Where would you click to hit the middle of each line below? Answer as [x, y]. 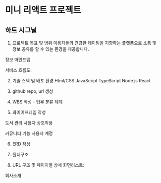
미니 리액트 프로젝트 [43, 10]
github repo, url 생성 [33, 91]
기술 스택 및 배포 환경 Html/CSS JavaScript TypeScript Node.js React [81, 81]
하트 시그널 [21, 30]
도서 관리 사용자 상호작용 [29, 123]
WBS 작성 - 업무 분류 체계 [37, 102]
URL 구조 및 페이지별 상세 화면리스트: [48, 165]
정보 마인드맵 [18, 60]
